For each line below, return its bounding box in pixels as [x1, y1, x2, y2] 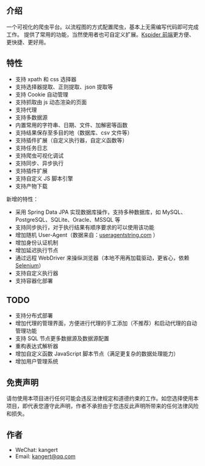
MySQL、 [162, 208, 186, 216]
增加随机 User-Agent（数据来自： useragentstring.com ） [15, 231, 159, 238]
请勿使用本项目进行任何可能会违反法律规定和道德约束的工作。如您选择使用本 [6, 395, 199, 402]
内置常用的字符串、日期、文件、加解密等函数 [15, 121, 128, 128]
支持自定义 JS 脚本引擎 [15, 175, 73, 182]
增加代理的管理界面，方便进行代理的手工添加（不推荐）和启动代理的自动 [15, 319, 197, 327]
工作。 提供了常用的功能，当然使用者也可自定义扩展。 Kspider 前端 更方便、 [6, 31, 195, 38]
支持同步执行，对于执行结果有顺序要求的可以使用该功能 [15, 224, 154, 231]
